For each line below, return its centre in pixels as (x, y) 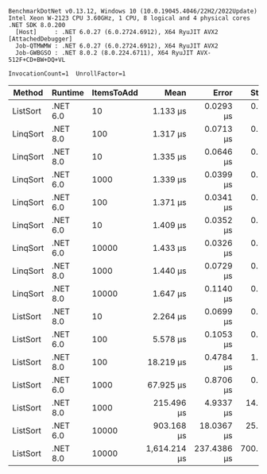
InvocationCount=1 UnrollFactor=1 (67, 74)
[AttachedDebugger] (41, 39)
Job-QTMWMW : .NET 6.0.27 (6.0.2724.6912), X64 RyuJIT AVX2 (117, 46)
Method (28, 92)
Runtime (68, 92)
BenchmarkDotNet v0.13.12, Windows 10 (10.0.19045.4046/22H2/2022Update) (133, 11)
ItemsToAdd (115, 92)
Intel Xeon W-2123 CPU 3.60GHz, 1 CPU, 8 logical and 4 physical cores (129, 18)
